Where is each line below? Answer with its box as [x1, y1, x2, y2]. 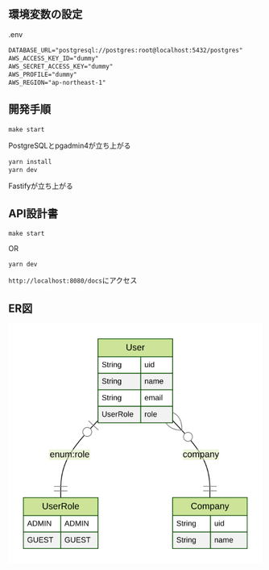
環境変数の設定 [8, 7, 83, 22]
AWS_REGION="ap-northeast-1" [8, 78, 106, 86]
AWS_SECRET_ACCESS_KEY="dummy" [8, 62, 114, 70]
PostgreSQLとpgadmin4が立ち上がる [8, 140, 131, 150]
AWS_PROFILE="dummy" [8, 70, 78, 78]
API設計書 [8, 207, 59, 220]
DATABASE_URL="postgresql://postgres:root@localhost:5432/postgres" [8, 46, 243, 54]
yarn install [8, 157, 52, 166]
